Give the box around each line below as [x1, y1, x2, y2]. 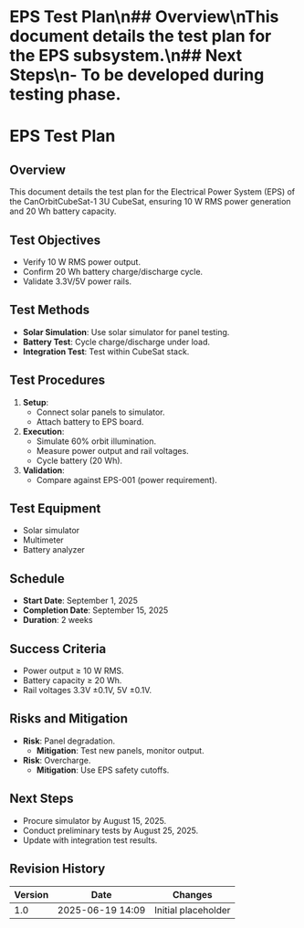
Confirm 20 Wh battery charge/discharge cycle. [22, 267, 204, 277]
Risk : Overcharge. [22, 754, 91, 765]
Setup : [22, 396, 49, 407]
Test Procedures [9, 373, 106, 388]
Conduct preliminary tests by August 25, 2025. [22, 825, 199, 836]
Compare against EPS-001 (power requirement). [36, 474, 217, 485]
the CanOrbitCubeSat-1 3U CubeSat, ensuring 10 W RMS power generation [9, 196, 291, 207]
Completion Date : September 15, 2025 [22, 605, 169, 616]
